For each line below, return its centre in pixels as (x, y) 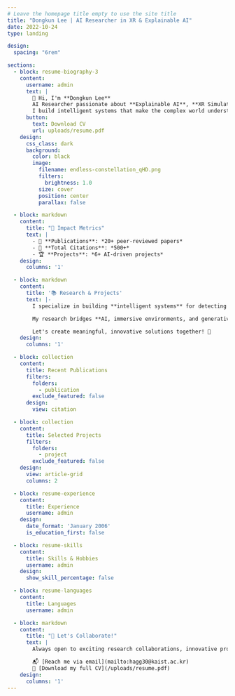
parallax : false (62, 202)
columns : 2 (42, 481)
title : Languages (51, 604)
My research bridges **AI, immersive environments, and (115, 319)
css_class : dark (49, 144)
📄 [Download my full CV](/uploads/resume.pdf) (101, 668)
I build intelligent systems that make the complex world (119, 111)
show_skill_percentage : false (70, 578)
